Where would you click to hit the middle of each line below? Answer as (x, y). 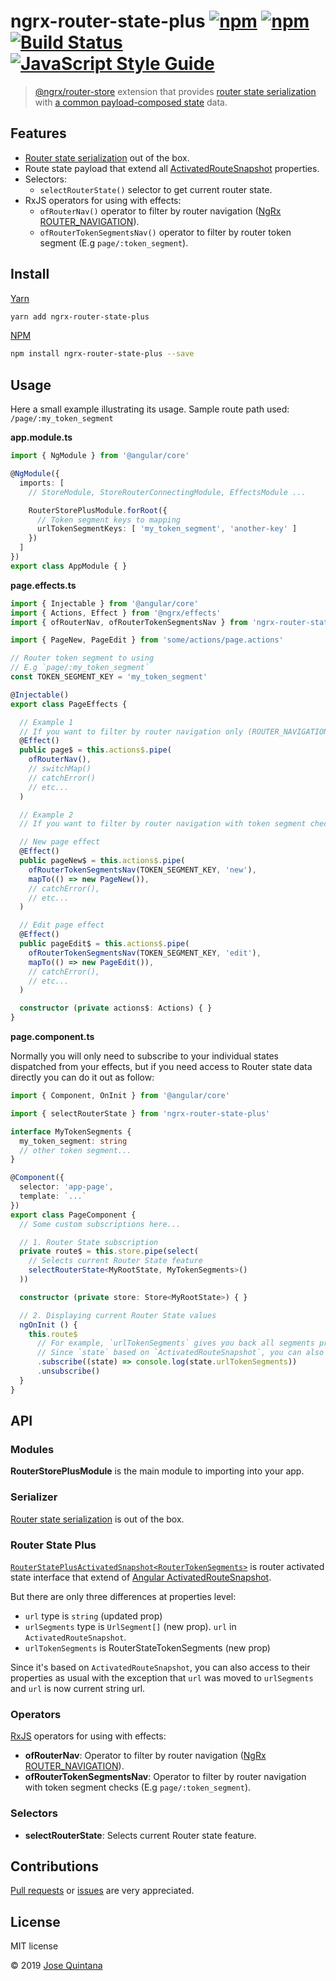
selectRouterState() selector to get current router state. (156, 189)
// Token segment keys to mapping (109, 520)
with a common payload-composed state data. (131, 102)
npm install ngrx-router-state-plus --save (102, 354)
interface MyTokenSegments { (71, 1131)
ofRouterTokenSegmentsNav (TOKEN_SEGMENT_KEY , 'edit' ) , (145, 953)
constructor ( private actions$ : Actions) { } (116, 1008)
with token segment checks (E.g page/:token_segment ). (138, 1787)
